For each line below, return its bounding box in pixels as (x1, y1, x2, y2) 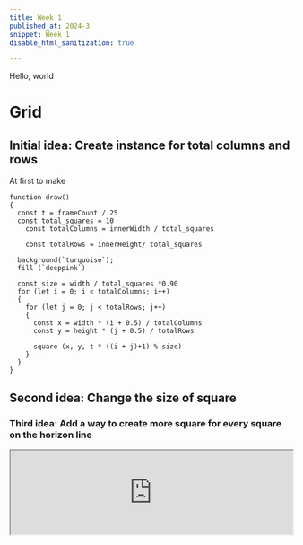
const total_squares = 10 (17, 216, 115, 225)
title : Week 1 (9, 13, 63, 22)
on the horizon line (9, 428, 92, 441)
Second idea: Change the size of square (9, 390, 238, 405)
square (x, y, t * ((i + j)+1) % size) (32, 342, 182, 351)
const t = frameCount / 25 (17, 208, 118, 218)
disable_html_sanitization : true (9, 38, 134, 48)
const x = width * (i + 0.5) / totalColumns (32, 319, 203, 328)
